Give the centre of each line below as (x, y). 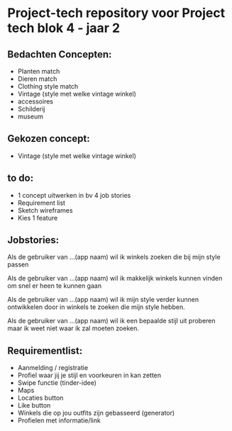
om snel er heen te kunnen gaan (54, 286)
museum (31, 116)
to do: (21, 178)
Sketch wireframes (45, 210)
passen (18, 264)
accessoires (35, 101)
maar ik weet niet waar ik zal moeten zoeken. (73, 328)
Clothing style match (48, 86)
